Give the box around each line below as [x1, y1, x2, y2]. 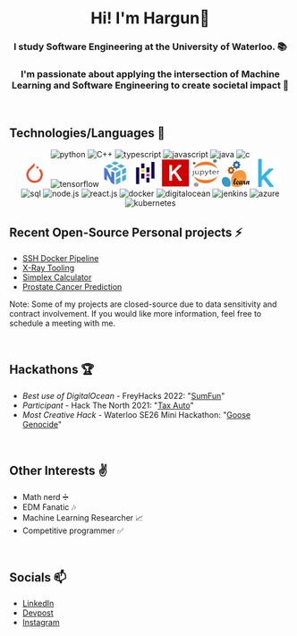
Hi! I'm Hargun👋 [90, 8, 210, 29]
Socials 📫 [9, 570, 67, 585]
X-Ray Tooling [21, 263, 75, 274]
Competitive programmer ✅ [21, 525, 124, 536]
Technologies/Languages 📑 [9, 125, 165, 140]
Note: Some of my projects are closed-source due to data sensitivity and [9, 299, 277, 310]
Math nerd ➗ [21, 491, 69, 502]
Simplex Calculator [21, 272, 92, 283]
